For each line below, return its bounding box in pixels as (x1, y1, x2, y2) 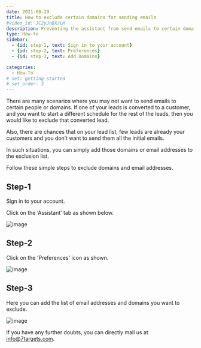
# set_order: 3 (6, 81, 44, 87)
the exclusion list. (6, 152, 49, 160)
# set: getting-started (6, 76, 66, 82)
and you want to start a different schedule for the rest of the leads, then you (6, 110, 193, 118)
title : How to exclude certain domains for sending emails (6, 14, 157, 20)
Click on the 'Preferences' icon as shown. (6, 254, 109, 261)
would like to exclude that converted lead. (6, 116, 109, 124)
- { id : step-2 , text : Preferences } (11, 48, 100, 54)
